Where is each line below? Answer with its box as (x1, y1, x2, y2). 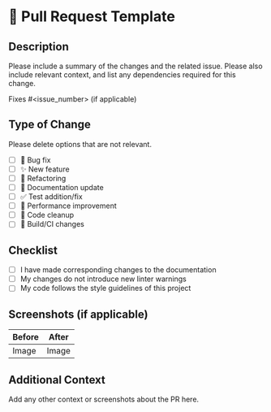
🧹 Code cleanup (19, 210, 75, 220)
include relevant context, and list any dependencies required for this (8, 70, 237, 80)
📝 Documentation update (19, 183, 104, 192)
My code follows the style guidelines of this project (19, 284, 191, 293)
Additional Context (8, 373, 105, 387)
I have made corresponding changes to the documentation (19, 265, 217, 275)
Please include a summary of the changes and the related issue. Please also (8, 61, 263, 71)
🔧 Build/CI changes (19, 219, 85, 229)
